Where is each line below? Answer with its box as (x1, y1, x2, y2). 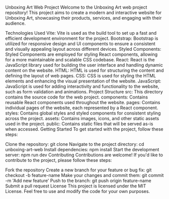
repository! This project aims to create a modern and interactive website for (5, 10, 162, 16)
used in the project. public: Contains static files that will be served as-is (5, 121, 153, 127)
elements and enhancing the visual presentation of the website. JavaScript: (5, 78, 161, 84)
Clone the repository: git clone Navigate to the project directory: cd (5, 141, 144, 147)
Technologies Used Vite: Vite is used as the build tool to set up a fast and (5, 30, 157, 36)
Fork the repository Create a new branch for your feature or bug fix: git (5, 167, 152, 173)
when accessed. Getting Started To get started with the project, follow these (5, 126, 163, 132)
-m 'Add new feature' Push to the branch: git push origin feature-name (5, 178, 152, 183)
